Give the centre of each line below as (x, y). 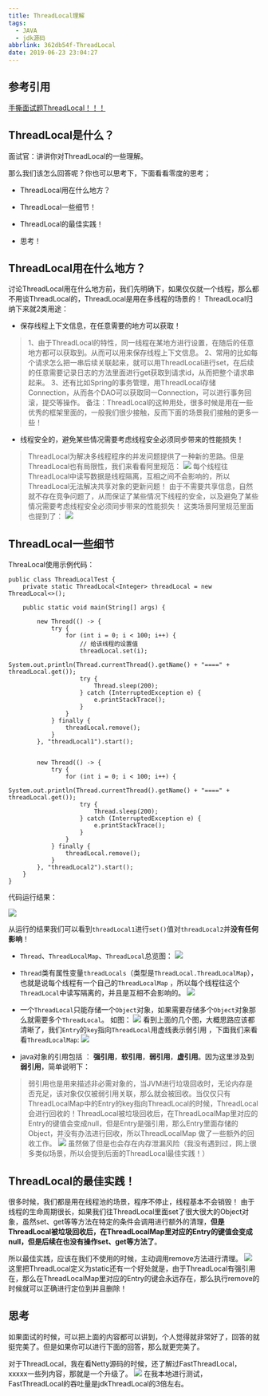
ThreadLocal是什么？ (61, 135)
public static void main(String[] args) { (94, 608)
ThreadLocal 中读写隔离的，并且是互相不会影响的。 (102, 993)
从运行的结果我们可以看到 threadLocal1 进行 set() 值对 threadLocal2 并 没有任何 (134, 929)
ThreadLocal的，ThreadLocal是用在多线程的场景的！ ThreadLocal (138, 299)
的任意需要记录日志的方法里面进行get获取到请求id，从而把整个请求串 (141, 373)
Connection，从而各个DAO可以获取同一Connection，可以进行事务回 (140, 392)
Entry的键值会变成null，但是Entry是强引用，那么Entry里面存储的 (133, 1124)
